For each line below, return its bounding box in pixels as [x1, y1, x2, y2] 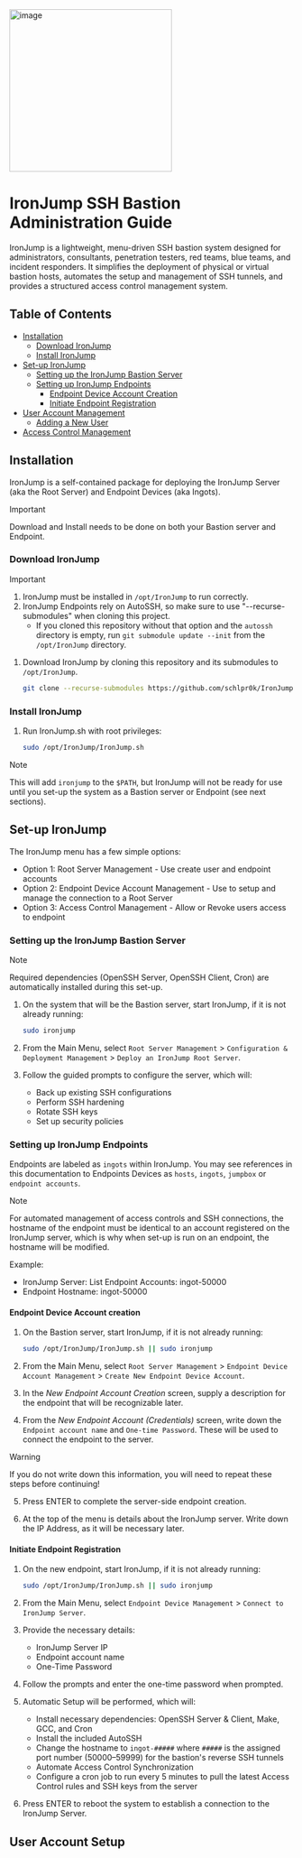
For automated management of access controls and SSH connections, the [9, 1213, 284, 1224]
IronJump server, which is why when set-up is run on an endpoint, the [9, 1232, 270, 1243]
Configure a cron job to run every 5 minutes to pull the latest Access [35, 1771, 290, 1782]
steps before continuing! [9, 1479, 101, 1490]
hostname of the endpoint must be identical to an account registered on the [9, 1223, 290, 1234]
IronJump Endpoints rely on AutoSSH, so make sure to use [22, 600, 241, 612]
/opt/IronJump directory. [35, 639, 127, 650]
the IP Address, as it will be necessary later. [22, 1523, 185, 1534]
